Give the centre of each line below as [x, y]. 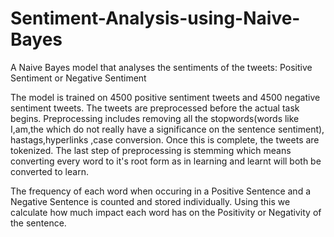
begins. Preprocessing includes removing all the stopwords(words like [155, 118]
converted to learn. [49, 171]
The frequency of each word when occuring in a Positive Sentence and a [161, 191]
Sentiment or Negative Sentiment [78, 78]
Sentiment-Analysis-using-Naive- [155, 18]
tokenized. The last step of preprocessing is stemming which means [151, 150]
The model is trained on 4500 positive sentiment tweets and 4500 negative [165, 97]
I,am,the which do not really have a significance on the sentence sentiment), [167, 129]
